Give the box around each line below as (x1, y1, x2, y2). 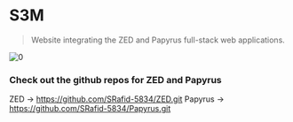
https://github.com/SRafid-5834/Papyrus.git (9, 103, 171, 114)
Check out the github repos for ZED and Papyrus (9, 73, 222, 86)
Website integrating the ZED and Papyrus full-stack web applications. (30, 34, 286, 45)
